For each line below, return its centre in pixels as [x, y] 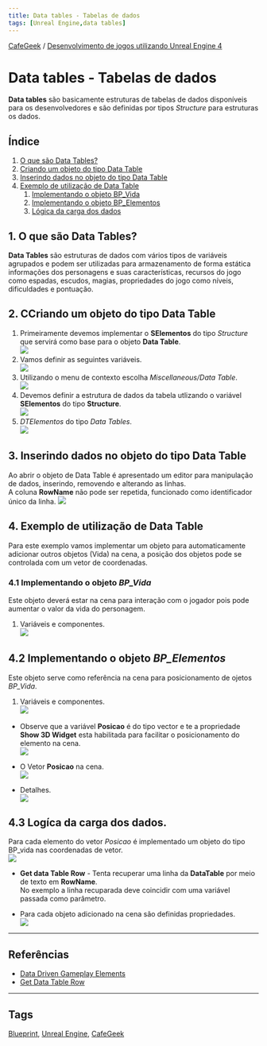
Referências [39, 954]
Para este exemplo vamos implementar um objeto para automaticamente [127, 546]
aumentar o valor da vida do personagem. [77, 608]
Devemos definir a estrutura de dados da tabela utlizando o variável [131, 395]
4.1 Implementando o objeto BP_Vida [80, 583]
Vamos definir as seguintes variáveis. [81, 359]
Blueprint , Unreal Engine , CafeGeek [66, 1034]
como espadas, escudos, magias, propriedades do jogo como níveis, [121, 281]
